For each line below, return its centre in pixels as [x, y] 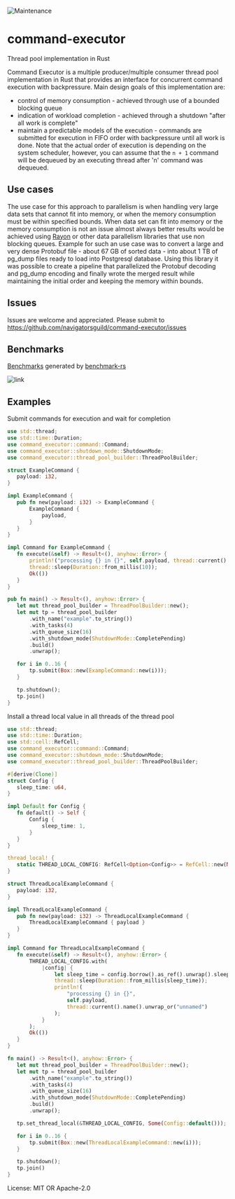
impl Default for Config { [47, 807]
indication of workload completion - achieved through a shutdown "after [121, 115]
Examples [29, 402]
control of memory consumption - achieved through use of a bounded [118, 100]
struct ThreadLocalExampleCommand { [60, 884]
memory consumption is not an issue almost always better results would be [116, 228]
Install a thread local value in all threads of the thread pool [91, 716]
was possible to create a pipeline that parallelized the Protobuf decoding [112, 266]
